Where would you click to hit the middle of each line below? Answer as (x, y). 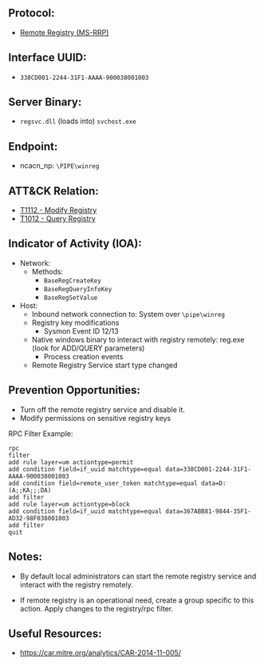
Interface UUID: (47, 58)
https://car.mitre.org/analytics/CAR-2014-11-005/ (100, 653)
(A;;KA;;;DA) (30, 490)
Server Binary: (45, 102)
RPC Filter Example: (41, 433)
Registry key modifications (75, 322)
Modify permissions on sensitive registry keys (95, 418)
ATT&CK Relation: (54, 191)
